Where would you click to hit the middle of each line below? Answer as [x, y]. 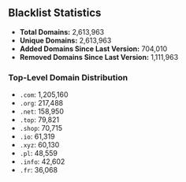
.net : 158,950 [42, 111]
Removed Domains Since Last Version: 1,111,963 [99, 57]
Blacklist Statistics [55, 13]
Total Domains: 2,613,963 [62, 32]
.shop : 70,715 [41, 128]
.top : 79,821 [39, 120]
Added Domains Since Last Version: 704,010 [93, 48]
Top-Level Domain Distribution [68, 77]
